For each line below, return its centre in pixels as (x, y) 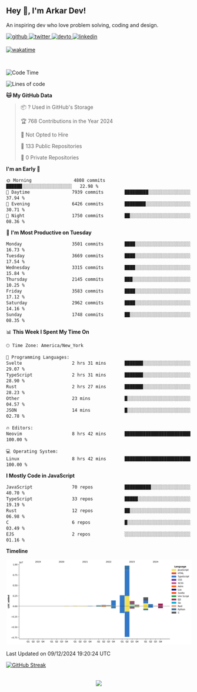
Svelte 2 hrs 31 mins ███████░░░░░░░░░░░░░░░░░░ (98, 363)
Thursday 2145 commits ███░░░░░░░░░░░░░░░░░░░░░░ (98, 279)
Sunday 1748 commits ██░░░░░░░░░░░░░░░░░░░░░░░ (98, 315)
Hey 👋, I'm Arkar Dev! (46, 11)
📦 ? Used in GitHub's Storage (57, 107)
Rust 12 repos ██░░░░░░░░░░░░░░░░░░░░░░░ (98, 510)
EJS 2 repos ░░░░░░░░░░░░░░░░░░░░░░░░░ (98, 534)
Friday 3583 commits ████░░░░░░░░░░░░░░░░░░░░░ (98, 291)
